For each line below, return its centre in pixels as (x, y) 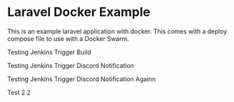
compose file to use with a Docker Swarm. (68, 38)
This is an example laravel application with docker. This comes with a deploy (117, 31)
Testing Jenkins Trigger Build (49, 52)
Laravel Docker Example (79, 12)
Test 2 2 (19, 92)
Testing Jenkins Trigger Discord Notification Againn (81, 79)
